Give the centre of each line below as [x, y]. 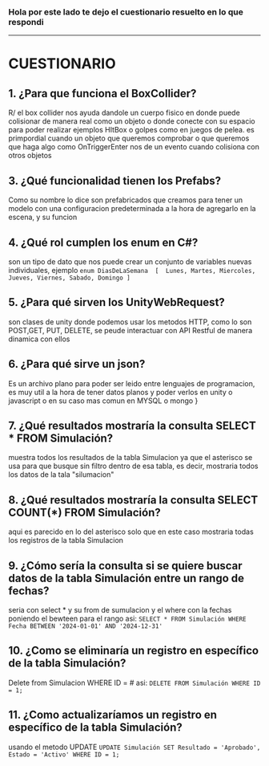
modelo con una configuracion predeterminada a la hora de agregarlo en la [132, 209]
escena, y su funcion [43, 217]
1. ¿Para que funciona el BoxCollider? [102, 94]
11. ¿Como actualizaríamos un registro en [113, 715]
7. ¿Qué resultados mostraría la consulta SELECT [132, 425]
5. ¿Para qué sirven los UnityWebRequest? [117, 302]
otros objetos [30, 156]
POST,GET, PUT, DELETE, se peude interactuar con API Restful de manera [130, 330]
